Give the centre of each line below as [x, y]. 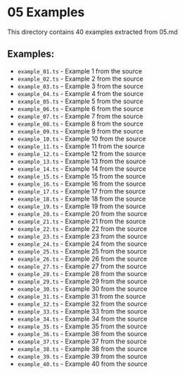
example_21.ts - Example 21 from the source [82, 221]
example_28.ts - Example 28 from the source [82, 273]
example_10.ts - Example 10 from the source [82, 138]
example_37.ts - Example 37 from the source [82, 341]
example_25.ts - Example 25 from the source [82, 251]
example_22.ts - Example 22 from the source [82, 228]
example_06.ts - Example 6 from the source [81, 108]
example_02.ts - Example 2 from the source [80, 78]
